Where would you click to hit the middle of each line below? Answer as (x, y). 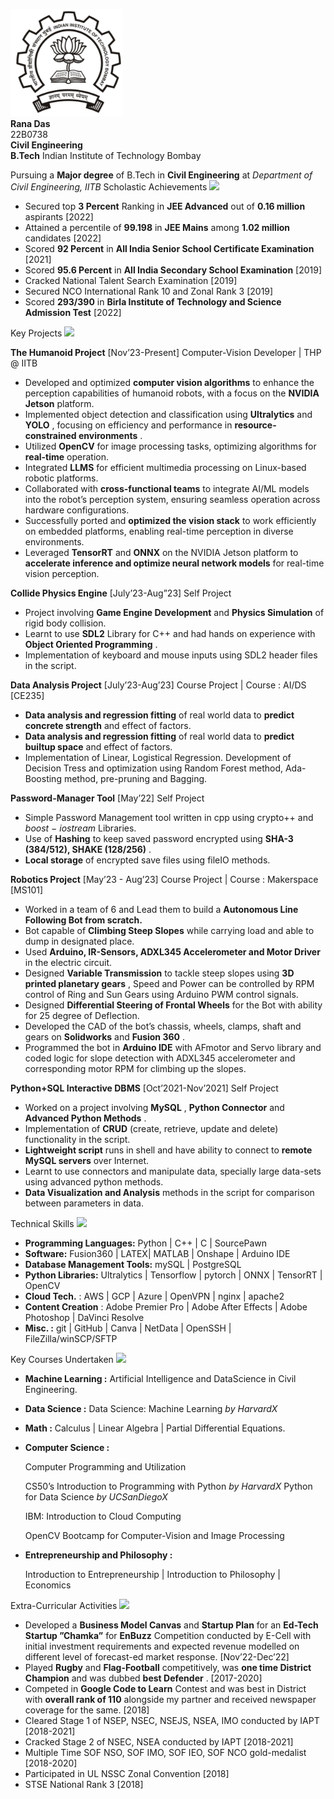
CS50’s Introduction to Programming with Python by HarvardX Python (168, 1486)
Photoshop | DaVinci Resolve (84, 1317)
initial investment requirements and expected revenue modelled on (162, 1646)
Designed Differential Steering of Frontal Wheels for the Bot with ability (173, 1005)
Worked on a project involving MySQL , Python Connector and (154, 1107)
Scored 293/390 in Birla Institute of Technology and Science (153, 302)
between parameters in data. (84, 1203)
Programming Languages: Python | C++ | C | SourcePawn (146, 1243)
